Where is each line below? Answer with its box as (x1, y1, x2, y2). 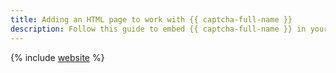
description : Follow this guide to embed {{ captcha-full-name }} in (10, 24, 307, 34)
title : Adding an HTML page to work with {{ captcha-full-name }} (10, 14, 293, 25)
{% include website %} (10, 51, 105, 63)
